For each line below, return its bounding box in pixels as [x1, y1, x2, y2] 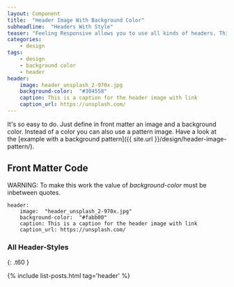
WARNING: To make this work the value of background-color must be [7, 180, 207, 189]
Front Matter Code [7, 162, 88, 174]
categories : [7, 36, 42, 43]
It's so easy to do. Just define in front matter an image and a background [7, 120, 217, 128]
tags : [7, 49, 23, 56]
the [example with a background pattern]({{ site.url [7, 134, 153, 143]
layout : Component [7, 10, 61, 17]
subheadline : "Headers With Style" [7, 23, 114, 30]
